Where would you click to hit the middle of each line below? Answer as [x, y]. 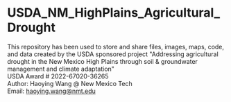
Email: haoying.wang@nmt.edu [51, 91]
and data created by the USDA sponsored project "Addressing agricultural [113, 54]
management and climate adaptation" [61, 69]
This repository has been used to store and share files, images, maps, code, [115, 46]
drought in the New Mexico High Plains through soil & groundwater [102, 61]
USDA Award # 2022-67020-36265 [58, 76]
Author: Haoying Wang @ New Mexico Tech [70, 83]
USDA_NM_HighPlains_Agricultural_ [114, 13]
